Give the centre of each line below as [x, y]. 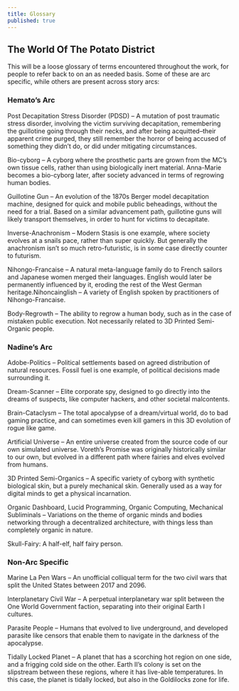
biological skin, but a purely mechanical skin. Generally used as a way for [115, 486]
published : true [31, 21]
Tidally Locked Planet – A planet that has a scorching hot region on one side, [119, 657]
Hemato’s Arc [31, 100]
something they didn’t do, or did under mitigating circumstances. [102, 146]
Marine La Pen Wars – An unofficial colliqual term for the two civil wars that [117, 578]
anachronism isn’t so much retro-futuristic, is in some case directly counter [117, 248]
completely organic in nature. [50, 530]
